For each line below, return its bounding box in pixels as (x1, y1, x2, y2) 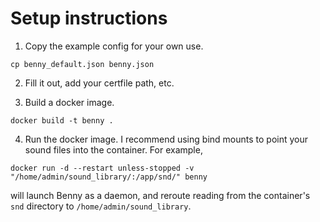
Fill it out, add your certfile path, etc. (24, 77, 175, 89)
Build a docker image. (24, 96, 115, 108)
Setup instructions (10, 7, 168, 30)
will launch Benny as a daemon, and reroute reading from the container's (10, 189, 311, 201)
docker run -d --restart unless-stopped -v (10, 163, 195, 173)
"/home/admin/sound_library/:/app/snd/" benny (10, 172, 208, 182)
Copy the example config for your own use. (24, 40, 204, 52)
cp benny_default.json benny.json (10, 59, 155, 69)
